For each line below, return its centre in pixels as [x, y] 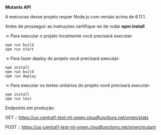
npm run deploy [21, 76]
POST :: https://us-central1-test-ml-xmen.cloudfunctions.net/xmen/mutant [80, 127]
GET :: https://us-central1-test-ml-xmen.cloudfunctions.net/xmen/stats [77, 117]
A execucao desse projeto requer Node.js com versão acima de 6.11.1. [76, 17]
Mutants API [18, 7]
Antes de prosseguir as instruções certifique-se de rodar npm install [75, 26]
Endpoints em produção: [30, 108]
